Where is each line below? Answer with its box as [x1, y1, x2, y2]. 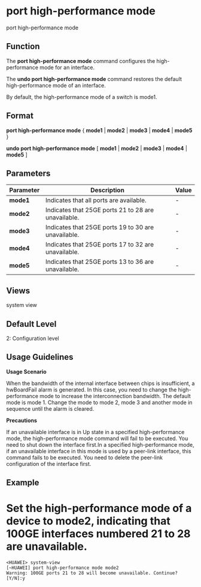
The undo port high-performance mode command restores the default [6, 75, 182, 82]
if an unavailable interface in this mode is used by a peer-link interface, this [6, 447, 191, 454]
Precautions [6, 417, 38, 424]
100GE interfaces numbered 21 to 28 [6, 527, 191, 541]
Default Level [6, 319, 57, 329]
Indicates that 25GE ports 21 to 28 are [45, 206, 154, 214]
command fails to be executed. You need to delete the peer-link [6, 454, 163, 461]
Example [6, 478, 39, 488]
